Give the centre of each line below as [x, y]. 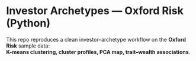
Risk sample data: [28, 46]
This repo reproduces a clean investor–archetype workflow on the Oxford [96, 39]
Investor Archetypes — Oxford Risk [95, 11]
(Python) [28, 23]
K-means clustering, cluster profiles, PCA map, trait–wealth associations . [98, 52]
